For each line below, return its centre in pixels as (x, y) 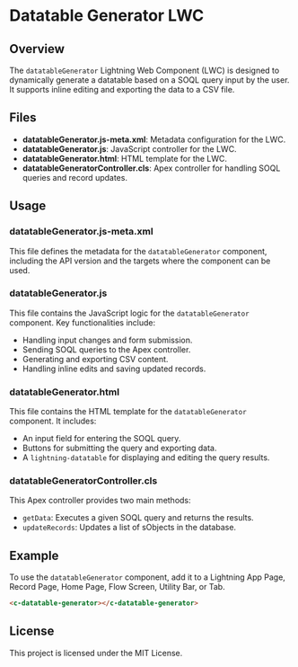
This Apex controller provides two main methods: (100, 501)
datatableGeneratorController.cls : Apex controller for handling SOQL (151, 168)
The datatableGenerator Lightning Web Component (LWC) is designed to (145, 70)
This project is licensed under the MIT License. (96, 653)
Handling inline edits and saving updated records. (114, 369)
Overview (37, 49)
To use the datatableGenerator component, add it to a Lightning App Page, (147, 577)
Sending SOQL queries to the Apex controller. (106, 349)
